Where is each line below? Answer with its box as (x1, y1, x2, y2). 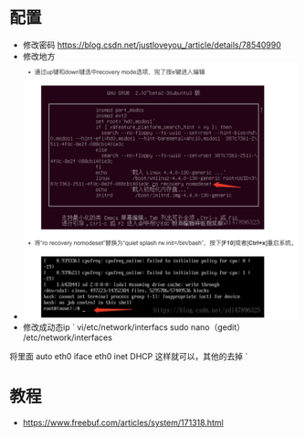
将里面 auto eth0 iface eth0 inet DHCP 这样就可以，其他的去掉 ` (9, 351, 248, 362)
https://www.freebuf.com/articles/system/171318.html (22, 417, 224, 428)
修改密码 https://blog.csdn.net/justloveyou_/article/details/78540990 (22, 39, 281, 50)
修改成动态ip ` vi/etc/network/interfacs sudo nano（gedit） (22, 322, 245, 333)
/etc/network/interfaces (22, 332, 112, 343)
